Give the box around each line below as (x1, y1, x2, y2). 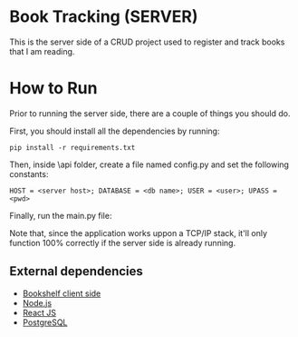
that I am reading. (9, 45, 75, 56)
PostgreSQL (22, 316, 68, 328)
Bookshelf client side (22, 288, 101, 299)
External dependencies (9, 263, 143, 279)
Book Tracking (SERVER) (9, 6, 198, 27)
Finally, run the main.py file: (9, 210, 112, 221)
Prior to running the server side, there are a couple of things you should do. (9, 107, 291, 119)
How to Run (9, 78, 98, 99)
